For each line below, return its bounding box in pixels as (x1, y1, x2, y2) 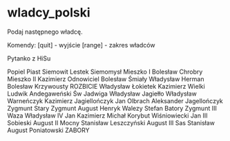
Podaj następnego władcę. (7, 28, 83, 36)
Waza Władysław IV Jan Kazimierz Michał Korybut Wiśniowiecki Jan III (7, 111, 208, 120)
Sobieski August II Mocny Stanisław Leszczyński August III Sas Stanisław (7, 118, 215, 127)
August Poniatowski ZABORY (7, 126, 90, 134)
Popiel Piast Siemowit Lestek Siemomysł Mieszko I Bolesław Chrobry (7, 67, 203, 76)
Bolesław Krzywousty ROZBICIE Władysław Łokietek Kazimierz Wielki (7, 82, 205, 90)
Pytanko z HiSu (7, 54, 51, 63)
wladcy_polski (7, 5, 91, 21)
